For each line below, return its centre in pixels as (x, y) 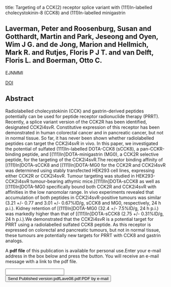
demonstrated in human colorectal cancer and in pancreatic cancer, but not (84, 132)
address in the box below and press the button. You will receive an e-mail (82, 256)
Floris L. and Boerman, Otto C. (54, 61)
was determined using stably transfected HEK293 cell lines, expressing (80, 170)
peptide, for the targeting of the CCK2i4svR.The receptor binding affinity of (84, 159)
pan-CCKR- (152, 149)
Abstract (20, 99)
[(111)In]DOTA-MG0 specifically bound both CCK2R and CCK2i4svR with (81, 186)
